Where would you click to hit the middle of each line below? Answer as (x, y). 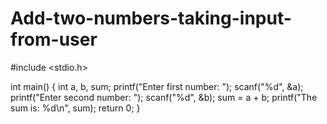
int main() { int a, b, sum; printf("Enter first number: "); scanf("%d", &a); (157, 86)
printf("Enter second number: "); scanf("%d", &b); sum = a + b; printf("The (164, 97)
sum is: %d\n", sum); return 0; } (75, 108)
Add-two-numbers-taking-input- (151, 18)
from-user (54, 39)
